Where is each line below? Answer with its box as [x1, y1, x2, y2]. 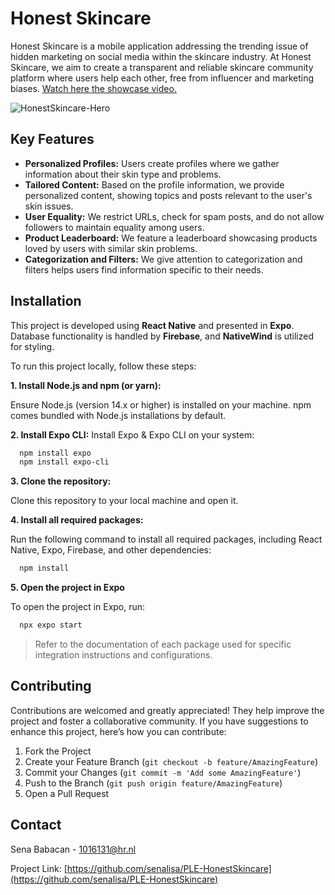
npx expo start [19, 620, 83, 631]
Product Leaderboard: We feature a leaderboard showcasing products [24, 232, 318, 244]
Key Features [10, 131, 95, 148]
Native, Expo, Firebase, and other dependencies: [10, 544, 212, 556]
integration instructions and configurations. [34, 649, 213, 661]
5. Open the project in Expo [10, 582, 125, 594]
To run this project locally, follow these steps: [10, 360, 197, 372]
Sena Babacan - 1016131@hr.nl [10, 843, 137, 855]
